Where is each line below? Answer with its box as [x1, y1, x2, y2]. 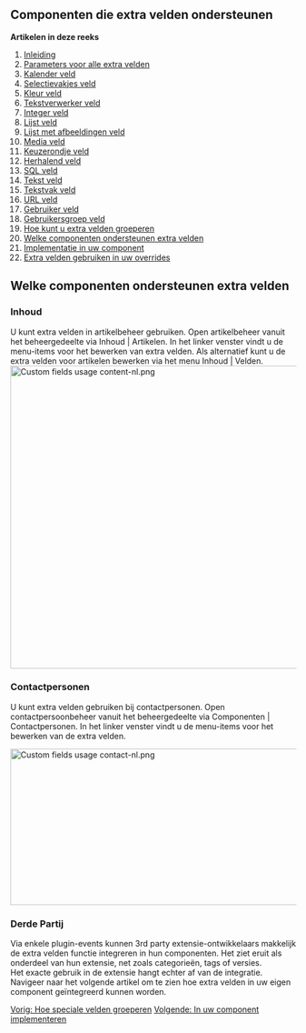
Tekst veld [23, 175, 63, 186]
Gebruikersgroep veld [23, 213, 105, 224]
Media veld [23, 135, 66, 146]
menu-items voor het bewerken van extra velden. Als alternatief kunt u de [10, 346, 286, 356]
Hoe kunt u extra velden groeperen [23, 223, 155, 234]
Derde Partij [10, 918, 64, 930]
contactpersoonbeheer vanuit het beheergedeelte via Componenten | [10, 711, 271, 722]
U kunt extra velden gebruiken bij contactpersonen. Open [10, 701, 225, 712]
